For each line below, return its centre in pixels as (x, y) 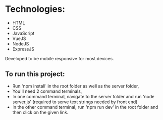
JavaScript (23, 33)
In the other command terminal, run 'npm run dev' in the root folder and (85, 107)
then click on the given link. (40, 112)
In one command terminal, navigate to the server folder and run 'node (83, 96)
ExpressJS (23, 49)
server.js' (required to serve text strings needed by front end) (75, 102)
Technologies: (35, 9)
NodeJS (21, 43)
